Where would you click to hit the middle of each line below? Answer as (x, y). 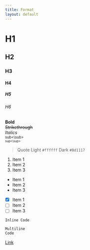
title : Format (20, 10)
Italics (11, 133)
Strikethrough (19, 127)
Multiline (15, 229)
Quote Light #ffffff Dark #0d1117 (51, 150)
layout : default (22, 14)
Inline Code (17, 220)
